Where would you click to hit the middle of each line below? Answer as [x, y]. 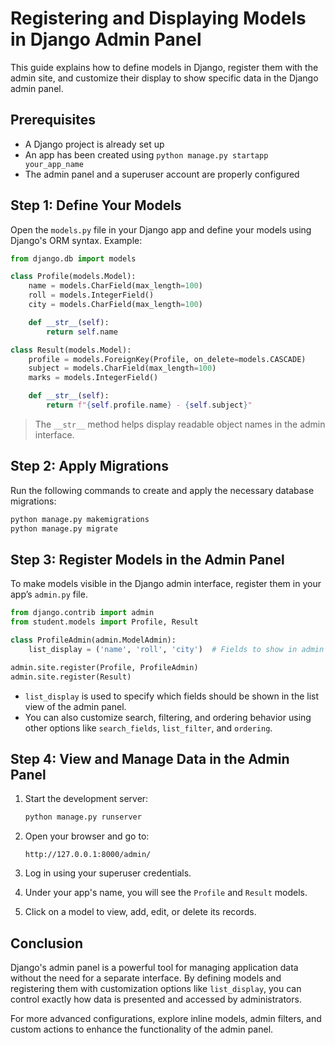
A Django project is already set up [94, 144]
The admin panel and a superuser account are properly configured [162, 174]
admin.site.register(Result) [71, 677]
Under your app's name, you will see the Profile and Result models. [166, 893]
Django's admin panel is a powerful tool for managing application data [154, 968]
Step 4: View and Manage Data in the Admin [150, 758]
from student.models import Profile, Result [104, 622]
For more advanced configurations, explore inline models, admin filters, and [166, 1019]
